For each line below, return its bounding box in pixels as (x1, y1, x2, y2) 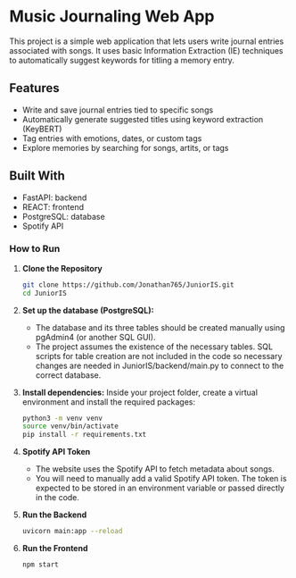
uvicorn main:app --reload (21, 527, 123, 536)
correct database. (35, 369, 102, 381)
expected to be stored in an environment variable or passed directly (35, 482, 285, 493)
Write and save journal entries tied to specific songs (21, 105, 214, 115)
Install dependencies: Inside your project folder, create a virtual (21, 387, 259, 398)
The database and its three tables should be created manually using (35, 322, 285, 332)
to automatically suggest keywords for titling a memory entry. (9, 54, 234, 65)
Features (9, 80, 60, 96)
